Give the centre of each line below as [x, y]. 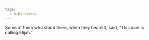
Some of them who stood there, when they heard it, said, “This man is [74, 27]
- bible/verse [23, 14]
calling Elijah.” [19, 32]
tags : [10, 9]
